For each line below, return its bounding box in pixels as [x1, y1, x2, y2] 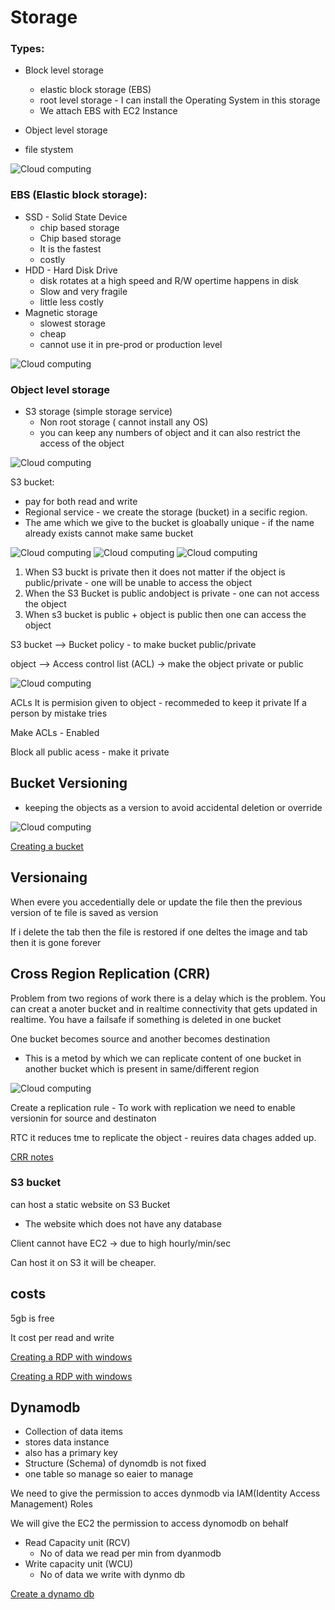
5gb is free [10, 1312, 55, 1324]
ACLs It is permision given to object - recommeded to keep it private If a [10, 697, 307, 709]
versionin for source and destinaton [10, 1112, 157, 1124]
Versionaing [10, 869, 88, 886]
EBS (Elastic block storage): [10, 188, 148, 202]
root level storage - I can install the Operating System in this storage [39, 94, 321, 106]
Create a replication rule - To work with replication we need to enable [10, 1101, 296, 1113]
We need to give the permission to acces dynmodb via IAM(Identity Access [10, 1487, 321, 1500]
